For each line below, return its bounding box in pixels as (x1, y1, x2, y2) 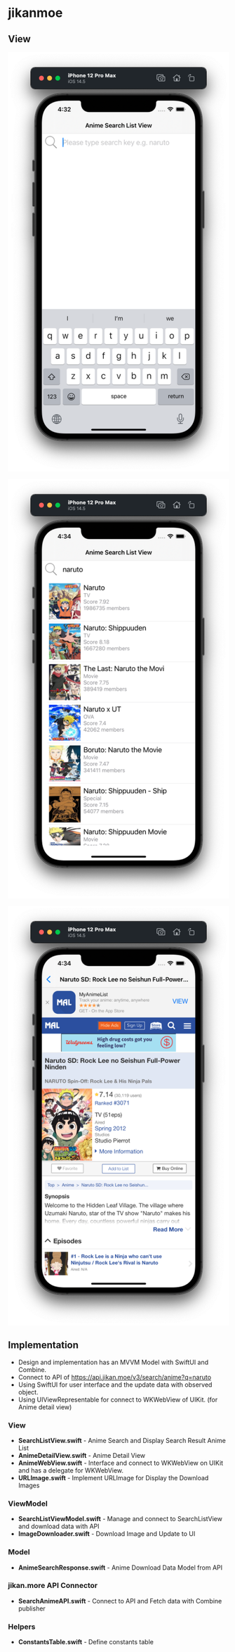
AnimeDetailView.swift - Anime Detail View (18, 1451, 146, 1459)
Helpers (8, 1622, 36, 1632)
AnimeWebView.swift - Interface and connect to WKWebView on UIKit (18, 1459, 224, 1467)
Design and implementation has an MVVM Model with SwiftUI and (18, 1358, 209, 1366)
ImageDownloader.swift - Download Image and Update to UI (18, 1530, 196, 1538)
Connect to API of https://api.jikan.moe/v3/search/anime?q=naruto (18, 1373, 212, 1381)
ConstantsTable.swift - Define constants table (18, 1638, 154, 1646)
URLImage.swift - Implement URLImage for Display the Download (18, 1473, 209, 1482)
